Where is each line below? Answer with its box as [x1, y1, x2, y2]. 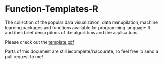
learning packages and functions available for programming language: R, [5, 24, 152, 30]
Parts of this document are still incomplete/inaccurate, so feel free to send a [5, 48, 158, 54]
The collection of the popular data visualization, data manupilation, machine [5, 19, 158, 25]
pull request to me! [5, 53, 43, 59]
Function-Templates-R [5, 3, 99, 15]
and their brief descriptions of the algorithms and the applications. [5, 30, 139, 35]
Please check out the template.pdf [5, 39, 74, 45]
